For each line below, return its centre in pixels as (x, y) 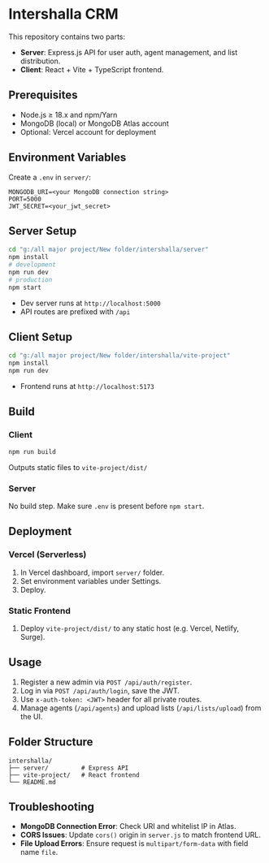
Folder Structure (51, 742)
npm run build (33, 451)
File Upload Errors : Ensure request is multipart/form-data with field (134, 844)
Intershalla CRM (63, 14)
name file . (39, 852)
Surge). (33, 636)
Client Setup (41, 337)
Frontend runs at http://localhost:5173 (87, 386)
